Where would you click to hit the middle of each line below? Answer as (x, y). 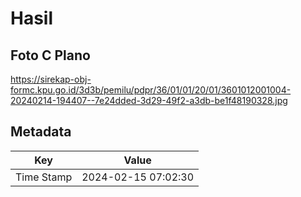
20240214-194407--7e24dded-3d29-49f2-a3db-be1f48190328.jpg (149, 100)
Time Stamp (44, 177)
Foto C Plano (50, 55)
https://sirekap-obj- (51, 79)
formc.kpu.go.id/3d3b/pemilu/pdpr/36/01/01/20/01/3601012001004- (151, 90)
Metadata (41, 132)
